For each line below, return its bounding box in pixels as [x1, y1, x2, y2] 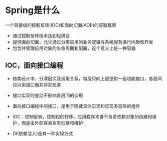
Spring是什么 [5, 4, 60, 16]
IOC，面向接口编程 [5, 61, 64, 70]
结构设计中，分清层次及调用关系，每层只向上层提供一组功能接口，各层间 [12, 75, 162, 81]
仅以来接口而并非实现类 [12, 81, 61, 87]
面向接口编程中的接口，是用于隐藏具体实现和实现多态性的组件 [12, 103, 140, 109]
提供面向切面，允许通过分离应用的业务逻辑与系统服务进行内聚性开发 [12, 38, 153, 45]
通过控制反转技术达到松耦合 [12, 32, 70, 38]
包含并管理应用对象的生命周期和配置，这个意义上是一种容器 [12, 45, 136, 51]
